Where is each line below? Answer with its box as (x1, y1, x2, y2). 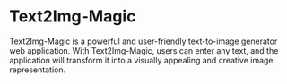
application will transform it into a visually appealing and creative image (9, 55, 274, 65)
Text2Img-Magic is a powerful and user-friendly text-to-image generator (9, 36, 278, 46)
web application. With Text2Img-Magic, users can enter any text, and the (9, 45, 279, 55)
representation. (9, 64, 65, 75)
